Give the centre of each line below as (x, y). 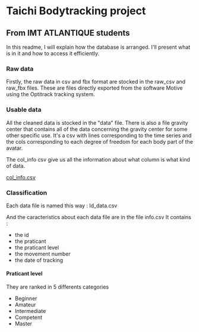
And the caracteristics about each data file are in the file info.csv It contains (99, 217)
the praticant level (37, 247)
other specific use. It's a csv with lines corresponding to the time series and (99, 135)
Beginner (26, 299)
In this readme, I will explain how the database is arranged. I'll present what (98, 47)
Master (23, 324)
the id (22, 235)
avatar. (15, 148)
